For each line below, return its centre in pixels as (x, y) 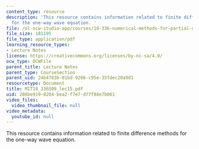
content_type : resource (36, 12)
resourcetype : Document (36, 84)
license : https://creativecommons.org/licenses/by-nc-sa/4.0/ (84, 56)
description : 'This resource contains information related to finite (94, 17)
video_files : (22, 100)
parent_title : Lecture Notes (42, 67)
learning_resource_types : (38, 45)
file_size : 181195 (29, 34)
